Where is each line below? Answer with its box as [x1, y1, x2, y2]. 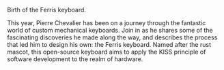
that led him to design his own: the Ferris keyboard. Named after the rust [7, 41, 212, 48]
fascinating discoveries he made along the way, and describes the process [7, 33, 218, 41]
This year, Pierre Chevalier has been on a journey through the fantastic [7, 19, 206, 27]
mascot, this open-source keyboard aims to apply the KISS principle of [7, 48, 206, 56]
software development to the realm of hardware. [7, 55, 143, 63]
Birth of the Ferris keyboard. [7, 6, 87, 14]
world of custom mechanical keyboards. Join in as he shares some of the [7, 27, 213, 34]
